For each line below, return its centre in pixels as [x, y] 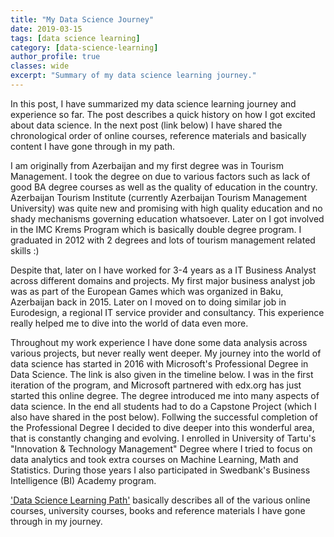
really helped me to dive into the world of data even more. [129, 323]
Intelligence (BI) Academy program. [83, 480]
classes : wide [40, 66]
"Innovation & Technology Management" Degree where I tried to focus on [161, 448]
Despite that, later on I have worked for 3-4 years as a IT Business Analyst [163, 270]
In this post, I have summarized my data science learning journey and [153, 103]
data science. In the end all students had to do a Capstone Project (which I [163, 406]
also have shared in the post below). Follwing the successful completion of [164, 417]
